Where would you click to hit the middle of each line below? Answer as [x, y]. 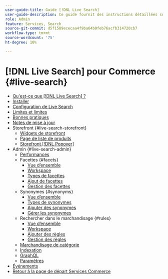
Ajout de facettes [45, 181]
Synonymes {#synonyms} [46, 191]
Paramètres [32, 260]
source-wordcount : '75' [30, 38]
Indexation [31, 250]
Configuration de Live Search [42, 106]
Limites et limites [30, 112]
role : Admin [17, 19]
